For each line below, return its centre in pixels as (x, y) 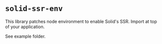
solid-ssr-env (34, 9)
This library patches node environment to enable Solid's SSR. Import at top (81, 21)
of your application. (25, 27)
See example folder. (25, 36)
